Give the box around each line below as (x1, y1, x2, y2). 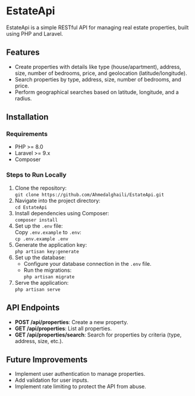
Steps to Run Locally (6, 171, 67, 179)
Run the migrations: (23, 266, 72, 274)
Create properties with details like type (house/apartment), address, (14, 63, 181, 70)
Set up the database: (14, 254, 67, 261)
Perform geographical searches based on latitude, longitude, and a (14, 88, 180, 96)
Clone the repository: (14, 184, 67, 191)
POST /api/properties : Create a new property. (14, 318, 128, 325)
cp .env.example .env (14, 236, 68, 242)
